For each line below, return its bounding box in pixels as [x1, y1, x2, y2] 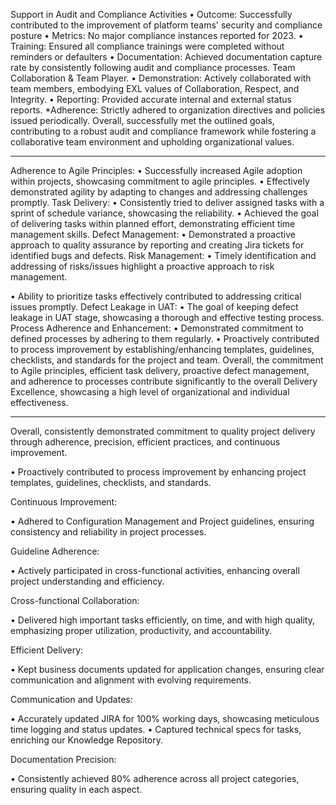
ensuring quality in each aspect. [10, 784, 143, 795]
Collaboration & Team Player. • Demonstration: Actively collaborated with [10, 72, 312, 84]
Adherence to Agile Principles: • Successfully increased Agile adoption [10, 165, 303, 176]
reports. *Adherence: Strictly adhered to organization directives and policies [10, 104, 326, 116]
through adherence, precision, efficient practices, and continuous [10, 436, 281, 448]
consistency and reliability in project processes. [10, 526, 207, 538]
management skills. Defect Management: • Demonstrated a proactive [10, 229, 296, 240]
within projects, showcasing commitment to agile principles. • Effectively [10, 175, 310, 187]
